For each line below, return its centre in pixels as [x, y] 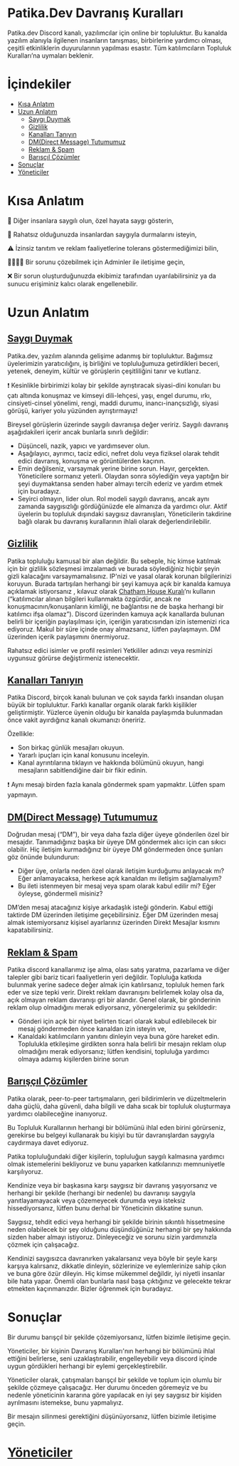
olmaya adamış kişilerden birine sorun [73, 1059]
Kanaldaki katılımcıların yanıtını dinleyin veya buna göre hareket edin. [118, 1037]
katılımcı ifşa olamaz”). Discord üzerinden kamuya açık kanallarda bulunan [116, 614]
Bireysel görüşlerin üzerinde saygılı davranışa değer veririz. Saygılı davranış [118, 424]
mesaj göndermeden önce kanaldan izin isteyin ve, [92, 1029]
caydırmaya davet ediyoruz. [48, 1142]
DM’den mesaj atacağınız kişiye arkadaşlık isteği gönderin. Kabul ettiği [110, 907]
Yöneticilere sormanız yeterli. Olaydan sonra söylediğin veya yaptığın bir [123, 476]
